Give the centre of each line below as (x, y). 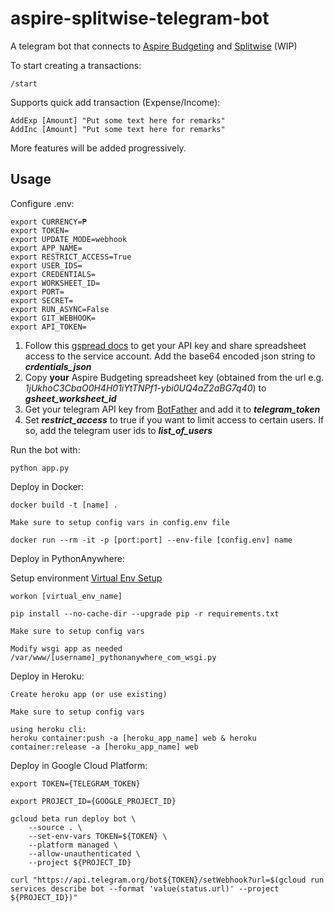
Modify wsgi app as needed (66, 648)
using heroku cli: (48, 729)
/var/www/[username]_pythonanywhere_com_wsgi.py (113, 657)
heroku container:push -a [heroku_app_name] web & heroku (133, 738)
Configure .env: (42, 203)
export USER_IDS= (46, 265)
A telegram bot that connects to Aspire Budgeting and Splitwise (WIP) (154, 46)
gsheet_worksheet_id (70, 398)
